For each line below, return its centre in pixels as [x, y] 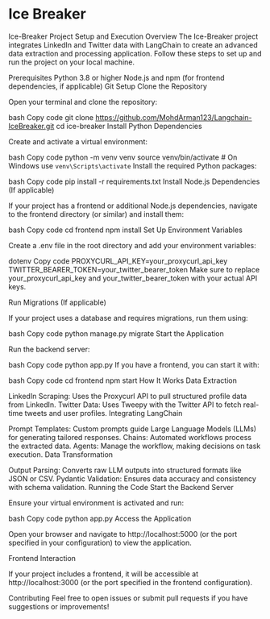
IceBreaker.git [31, 126]
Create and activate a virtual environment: [78, 141]
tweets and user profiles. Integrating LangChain [104, 413]
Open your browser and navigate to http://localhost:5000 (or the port [123, 534]
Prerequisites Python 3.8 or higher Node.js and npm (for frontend [116, 77]
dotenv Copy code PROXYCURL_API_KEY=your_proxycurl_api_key [118, 261]
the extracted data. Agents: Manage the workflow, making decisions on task [135, 446]
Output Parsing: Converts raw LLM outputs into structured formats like [125, 470]
